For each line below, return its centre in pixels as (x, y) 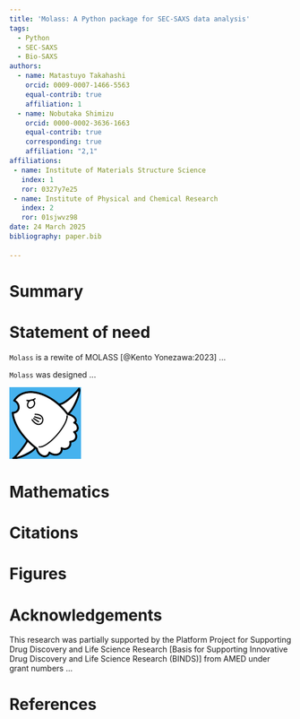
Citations (44, 533)
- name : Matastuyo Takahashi (72, 76)
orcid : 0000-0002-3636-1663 (77, 123)
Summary (46, 291)
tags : (19, 28)
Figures (38, 574)
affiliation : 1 (54, 104)
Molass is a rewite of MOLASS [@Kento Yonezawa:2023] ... (118, 357)
